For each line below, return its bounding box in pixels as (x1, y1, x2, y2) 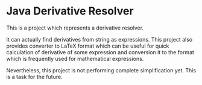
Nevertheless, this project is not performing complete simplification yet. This (6, 66, 197, 74)
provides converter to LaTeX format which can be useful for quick (6, 42, 169, 49)
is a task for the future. (6, 73, 63, 80)
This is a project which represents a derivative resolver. (6, 24, 144, 31)
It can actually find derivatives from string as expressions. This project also (6, 36, 193, 43)
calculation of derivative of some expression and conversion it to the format (6, 48, 195, 55)
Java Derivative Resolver (6, 4, 134, 18)
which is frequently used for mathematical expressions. (6, 55, 144, 62)
